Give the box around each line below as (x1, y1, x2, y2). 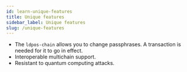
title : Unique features (6, 14, 65, 20)
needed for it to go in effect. (14, 47, 83, 54)
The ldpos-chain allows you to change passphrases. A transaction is (14, 41, 181, 48)
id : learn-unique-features (6, 8, 73, 15)
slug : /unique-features (6, 25, 65, 31)
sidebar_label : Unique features (6, 19, 86, 25)
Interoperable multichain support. (14, 53, 96, 60)
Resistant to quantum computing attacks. (14, 60, 115, 67)
